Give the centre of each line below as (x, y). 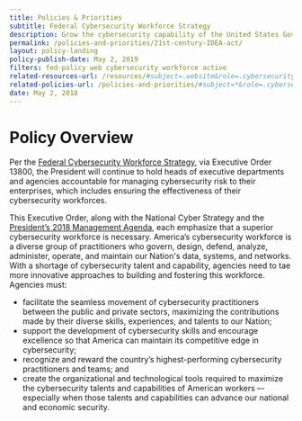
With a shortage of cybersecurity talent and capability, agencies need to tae (150, 265)
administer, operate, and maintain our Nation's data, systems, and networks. (151, 256)
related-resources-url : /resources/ (78, 76)
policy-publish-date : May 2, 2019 (74, 59)
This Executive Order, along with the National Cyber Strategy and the (137, 218)
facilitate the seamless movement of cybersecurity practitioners (140, 302)
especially (41, 398)
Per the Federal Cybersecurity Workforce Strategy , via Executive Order (141, 162)
